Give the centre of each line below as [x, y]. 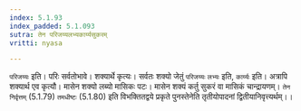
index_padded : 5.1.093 [52, 26]
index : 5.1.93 [36, 18]
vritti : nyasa [36, 43]
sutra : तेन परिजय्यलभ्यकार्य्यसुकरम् [58, 34]
